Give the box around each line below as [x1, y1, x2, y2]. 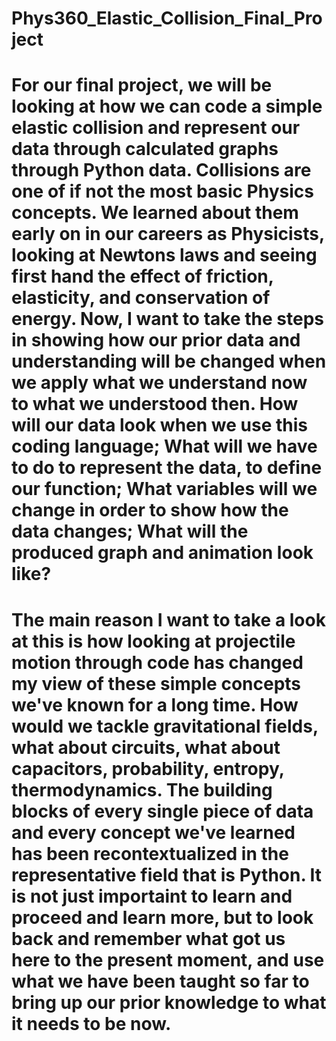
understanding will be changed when [11, 350, 327, 373]
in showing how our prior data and [11, 329, 301, 352]
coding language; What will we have [11, 435, 318, 458]
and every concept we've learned [11, 821, 296, 844]
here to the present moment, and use [11, 948, 325, 971]
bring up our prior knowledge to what [11, 991, 327, 1014]
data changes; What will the [11, 520, 249, 543]
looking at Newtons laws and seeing [11, 244, 318, 267]
